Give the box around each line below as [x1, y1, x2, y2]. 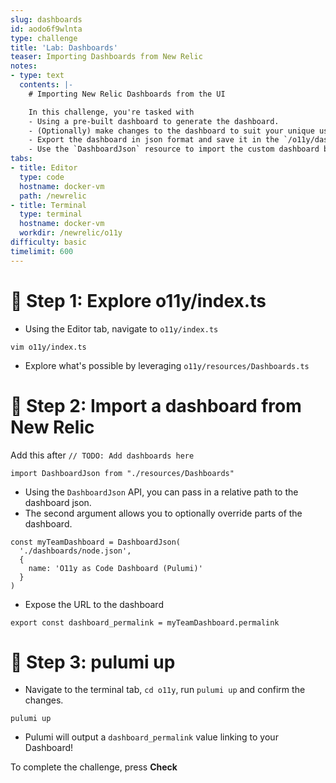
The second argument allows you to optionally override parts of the [24, 507, 303, 519]
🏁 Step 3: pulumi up [10, 651, 176, 673]
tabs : [10, 154, 33, 164]
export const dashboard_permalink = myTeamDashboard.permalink [10, 617, 280, 628]
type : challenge [10, 33, 78, 43]
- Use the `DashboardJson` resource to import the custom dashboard [28, 144, 320, 155]
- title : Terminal [10, 200, 87, 210]
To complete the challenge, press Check [10, 761, 178, 773]
